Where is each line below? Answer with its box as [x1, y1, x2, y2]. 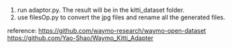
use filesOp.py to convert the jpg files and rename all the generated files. [17, 13, 226, 21]
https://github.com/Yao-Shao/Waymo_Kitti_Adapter [7, 34, 154, 42]
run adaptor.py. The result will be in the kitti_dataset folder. [17, 6, 185, 14]
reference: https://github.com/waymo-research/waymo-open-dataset [7, 27, 206, 35]
